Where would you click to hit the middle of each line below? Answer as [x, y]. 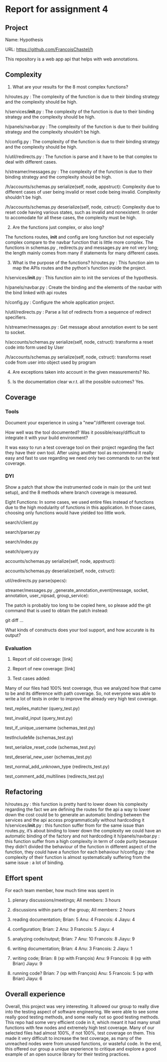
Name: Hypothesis [24, 40]
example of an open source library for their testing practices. [68, 1054]
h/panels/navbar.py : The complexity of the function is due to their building [82, 127]
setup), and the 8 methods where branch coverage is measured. [71, 492]
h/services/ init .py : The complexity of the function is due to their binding [80, 112]
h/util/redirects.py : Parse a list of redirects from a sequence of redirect [78, 312]
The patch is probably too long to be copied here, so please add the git [78, 605]
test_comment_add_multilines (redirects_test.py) [55, 776]
